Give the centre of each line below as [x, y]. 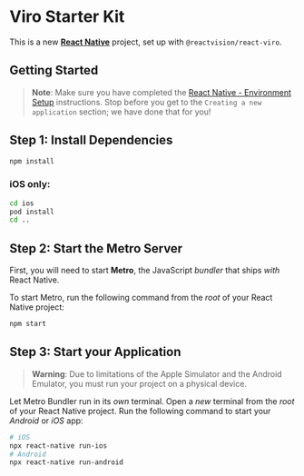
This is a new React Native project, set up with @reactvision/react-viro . [146, 42]
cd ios [22, 203]
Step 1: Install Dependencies [91, 140]
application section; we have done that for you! [121, 112]
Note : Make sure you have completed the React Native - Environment [162, 92]
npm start [28, 324]
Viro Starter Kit [67, 17]
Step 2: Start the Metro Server [96, 248]
